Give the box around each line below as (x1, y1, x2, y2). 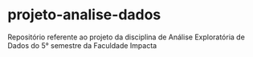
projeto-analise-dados (7, 6, 161, 24)
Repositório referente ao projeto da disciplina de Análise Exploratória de (7, 32, 246, 42)
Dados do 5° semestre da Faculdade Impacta (7, 40, 157, 50)
